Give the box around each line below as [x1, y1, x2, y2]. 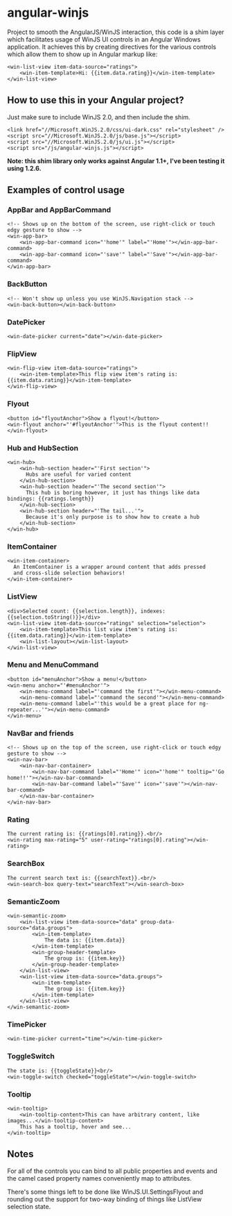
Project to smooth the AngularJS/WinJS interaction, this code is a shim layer [7, 28, 224, 36]
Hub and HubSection [7, 443, 78, 453]
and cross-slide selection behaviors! [13, 569, 126, 577]
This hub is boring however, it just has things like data [25, 489, 199, 496]
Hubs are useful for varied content [25, 471, 132, 478]
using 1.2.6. [7, 164, 42, 172]
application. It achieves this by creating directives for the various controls [7, 42, 217, 51]
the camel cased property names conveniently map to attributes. [7, 1174, 192, 1182]
